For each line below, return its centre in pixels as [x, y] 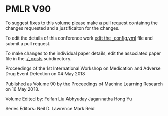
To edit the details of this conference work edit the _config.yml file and [79, 38]
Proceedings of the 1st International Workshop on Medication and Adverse [83, 68]
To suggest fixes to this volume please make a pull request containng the [82, 23]
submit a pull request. [28, 43]
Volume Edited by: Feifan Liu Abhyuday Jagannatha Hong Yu [69, 99]
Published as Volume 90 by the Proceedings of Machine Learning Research [84, 84]
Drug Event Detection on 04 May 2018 [45, 73]
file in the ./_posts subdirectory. [38, 58]
